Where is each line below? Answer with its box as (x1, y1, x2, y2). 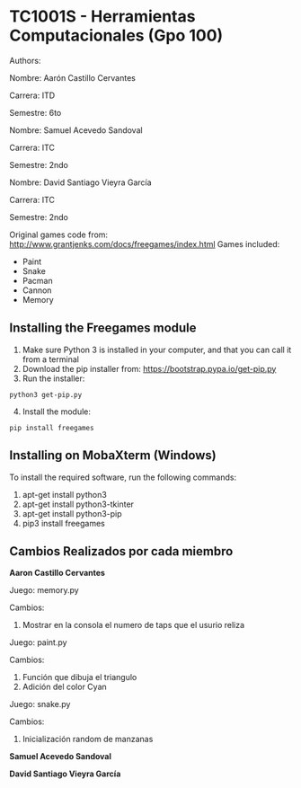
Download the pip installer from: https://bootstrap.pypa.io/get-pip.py (22, 363, 277, 374)
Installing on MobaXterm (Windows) (9, 447, 217, 464)
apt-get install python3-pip (22, 508, 123, 518)
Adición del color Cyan (22, 681, 108, 693)
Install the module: (22, 406, 92, 417)
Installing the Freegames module (9, 321, 197, 336)
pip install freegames (9, 423, 94, 432)
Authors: (9, 55, 41, 66)
